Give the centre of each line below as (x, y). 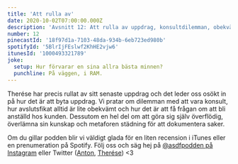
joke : (15, 60)
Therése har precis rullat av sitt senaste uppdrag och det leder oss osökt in (117, 94)
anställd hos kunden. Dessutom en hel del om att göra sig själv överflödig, (115, 116)
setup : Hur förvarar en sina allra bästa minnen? (88, 67)
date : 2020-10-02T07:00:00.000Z (55, 21)
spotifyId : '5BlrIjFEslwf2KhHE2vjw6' (63, 47)
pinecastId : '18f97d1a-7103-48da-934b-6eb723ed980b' (87, 40)
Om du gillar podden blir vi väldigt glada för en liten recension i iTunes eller (117, 137)
